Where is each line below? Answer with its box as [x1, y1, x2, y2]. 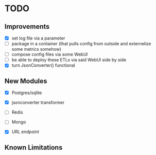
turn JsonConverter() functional [11, 62, 75, 68]
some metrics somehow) [11, 46, 62, 52]
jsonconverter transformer [11, 99, 65, 105]
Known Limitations [4, 143, 63, 152]
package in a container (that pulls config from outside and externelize [11, 41, 152, 47]
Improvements [4, 22, 50, 31]
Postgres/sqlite [11, 90, 42, 96]
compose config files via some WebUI [11, 52, 88, 58]
